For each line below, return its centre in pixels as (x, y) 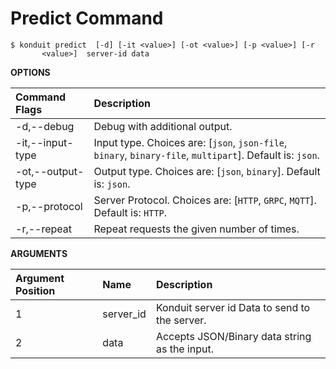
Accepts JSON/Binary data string (233, 336)
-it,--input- (44, 142)
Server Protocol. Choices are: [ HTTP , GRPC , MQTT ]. (205, 200)
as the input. (185, 349)
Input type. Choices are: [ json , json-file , (190, 142)
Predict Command (87, 18)
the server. (181, 320)
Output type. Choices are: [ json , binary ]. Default (207, 171)
